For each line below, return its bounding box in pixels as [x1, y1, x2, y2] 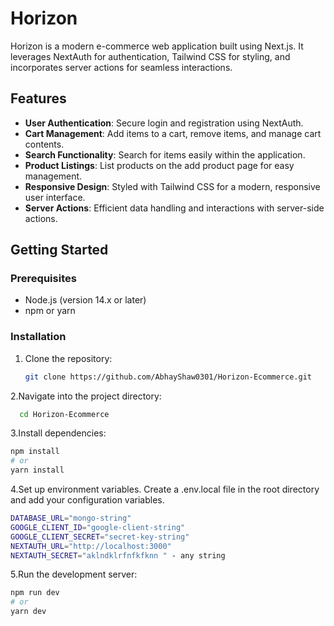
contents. [24, 138, 65, 150]
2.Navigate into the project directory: [10, 390, 162, 402]
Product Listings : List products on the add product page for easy [24, 159, 295, 171]
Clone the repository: [24, 352, 113, 364]
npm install [10, 447, 60, 457]
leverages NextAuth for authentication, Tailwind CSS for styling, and [10, 50, 291, 62]
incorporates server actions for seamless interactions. [10, 61, 233, 73]
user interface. [24, 191, 86, 203]
